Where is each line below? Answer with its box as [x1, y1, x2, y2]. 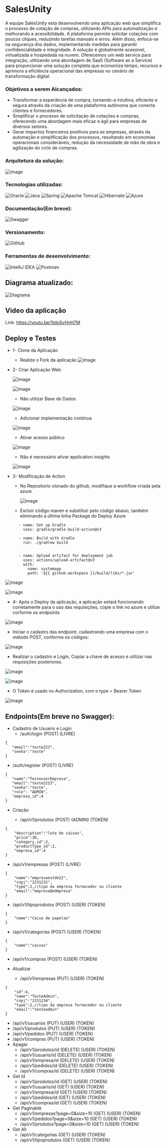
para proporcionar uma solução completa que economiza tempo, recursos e [5, 62, 162, 68]
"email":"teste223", [11, 744, 55, 749]
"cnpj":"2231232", [14, 879, 52, 884]
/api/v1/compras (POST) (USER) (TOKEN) [12, 956, 97, 962]
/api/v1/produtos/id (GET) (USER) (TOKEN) [19, 1078, 108, 1084]
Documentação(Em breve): [5, 205, 72, 212]
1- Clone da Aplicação [12, 347, 58, 353]
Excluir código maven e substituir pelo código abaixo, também [19, 507, 148, 513]
